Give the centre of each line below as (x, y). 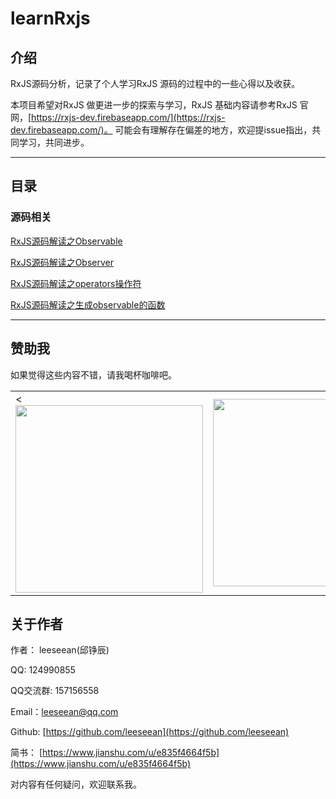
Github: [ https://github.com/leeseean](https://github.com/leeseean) (150, 732)
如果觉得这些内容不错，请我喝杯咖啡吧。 (93, 374)
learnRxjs (50, 18)
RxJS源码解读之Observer (62, 262)
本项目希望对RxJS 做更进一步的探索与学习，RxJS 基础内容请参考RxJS (154, 105)
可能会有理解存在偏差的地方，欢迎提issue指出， (213, 130)
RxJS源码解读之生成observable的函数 (88, 304)
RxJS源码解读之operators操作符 (76, 283)
